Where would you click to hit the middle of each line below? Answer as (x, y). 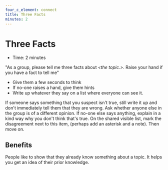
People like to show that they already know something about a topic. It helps (84, 157)
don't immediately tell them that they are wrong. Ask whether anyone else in (83, 108)
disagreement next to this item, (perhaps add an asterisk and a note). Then (82, 124)
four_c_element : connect (31, 10)
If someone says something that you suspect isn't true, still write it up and (81, 102)
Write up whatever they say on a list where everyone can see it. (78, 93)
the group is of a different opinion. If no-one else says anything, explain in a (83, 113)
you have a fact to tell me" (32, 72)
